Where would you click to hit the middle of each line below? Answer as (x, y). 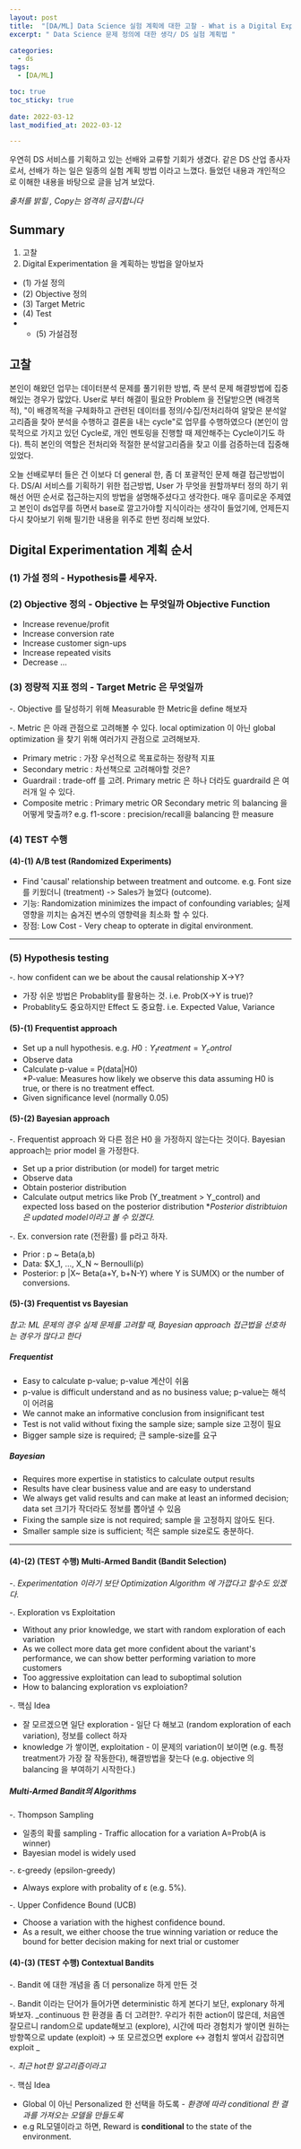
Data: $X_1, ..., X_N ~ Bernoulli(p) (83, 1264)
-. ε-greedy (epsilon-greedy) (63, 1870)
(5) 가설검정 (56, 334)
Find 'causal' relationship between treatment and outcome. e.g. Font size (157, 881)
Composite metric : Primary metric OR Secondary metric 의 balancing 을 (155, 803)
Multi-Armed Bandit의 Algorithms (73, 1791)
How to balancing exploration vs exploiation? (105, 1686)
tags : (19, 67)
